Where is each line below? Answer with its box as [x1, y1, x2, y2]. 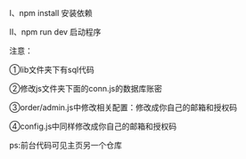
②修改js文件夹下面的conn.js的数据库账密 [9, 83, 162, 93]
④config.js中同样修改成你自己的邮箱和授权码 [9, 121, 177, 131]
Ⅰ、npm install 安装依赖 [9, 8, 94, 18]
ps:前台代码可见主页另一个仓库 [9, 140, 122, 150]
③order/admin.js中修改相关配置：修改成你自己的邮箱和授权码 [9, 102, 238, 113]
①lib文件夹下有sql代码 [9, 65, 95, 75]
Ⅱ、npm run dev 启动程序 [9, 27, 102, 37]
